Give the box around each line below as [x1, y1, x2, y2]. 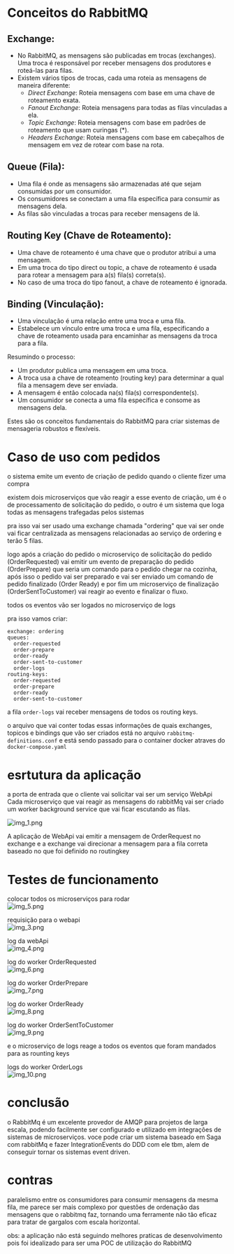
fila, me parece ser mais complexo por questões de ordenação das [7, 1203, 200, 1211]
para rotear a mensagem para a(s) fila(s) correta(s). [17, 270, 166, 279]
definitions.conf [7, 738, 58, 745]
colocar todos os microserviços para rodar [7, 895, 131, 903]
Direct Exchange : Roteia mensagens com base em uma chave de [27, 89, 215, 97]
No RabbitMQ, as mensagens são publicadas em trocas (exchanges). [17, 51, 217, 60]
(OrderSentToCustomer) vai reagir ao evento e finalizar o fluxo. [7, 587, 189, 596]
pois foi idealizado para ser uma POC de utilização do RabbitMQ [7, 1239, 192, 1248]
